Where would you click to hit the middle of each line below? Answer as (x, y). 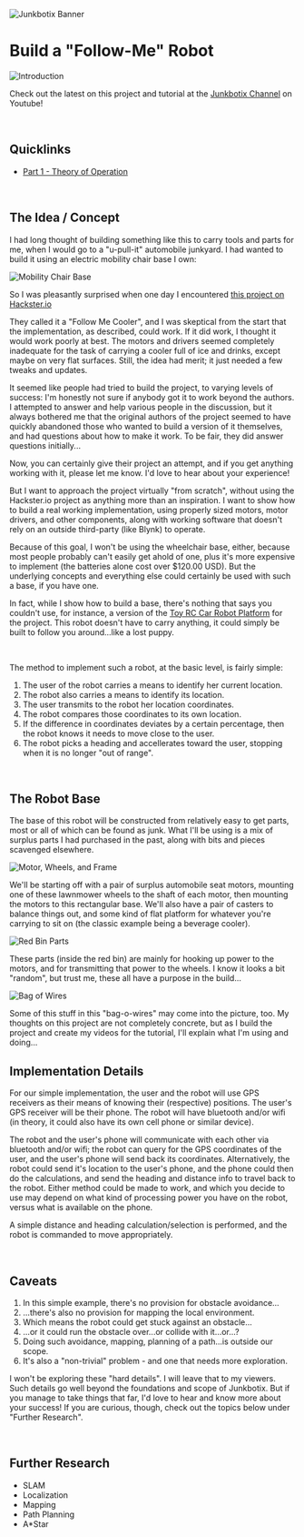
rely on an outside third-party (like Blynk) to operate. (108, 529)
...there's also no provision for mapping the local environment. (138, 1312)
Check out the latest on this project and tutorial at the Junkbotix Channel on (151, 93)
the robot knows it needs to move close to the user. (118, 733)
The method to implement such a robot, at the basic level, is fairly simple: (146, 667)
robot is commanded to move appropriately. (91, 1235)
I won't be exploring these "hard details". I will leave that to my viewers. (143, 1378)
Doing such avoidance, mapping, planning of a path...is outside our (148, 1341)
